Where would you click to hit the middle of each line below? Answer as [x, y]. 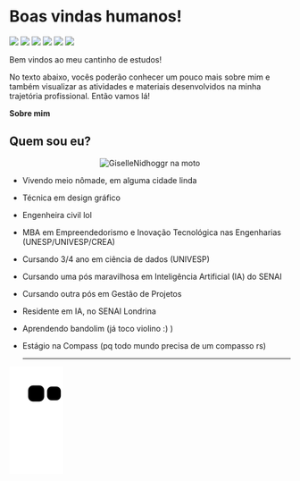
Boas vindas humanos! [96, 17]
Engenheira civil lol [57, 215]
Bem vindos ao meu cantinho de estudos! [86, 59]
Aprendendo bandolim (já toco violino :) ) [98, 328]
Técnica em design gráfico [71, 198]
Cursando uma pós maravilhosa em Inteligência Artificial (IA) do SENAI [152, 276]
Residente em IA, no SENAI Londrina [89, 311]
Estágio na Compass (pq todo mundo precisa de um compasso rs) [144, 345]
